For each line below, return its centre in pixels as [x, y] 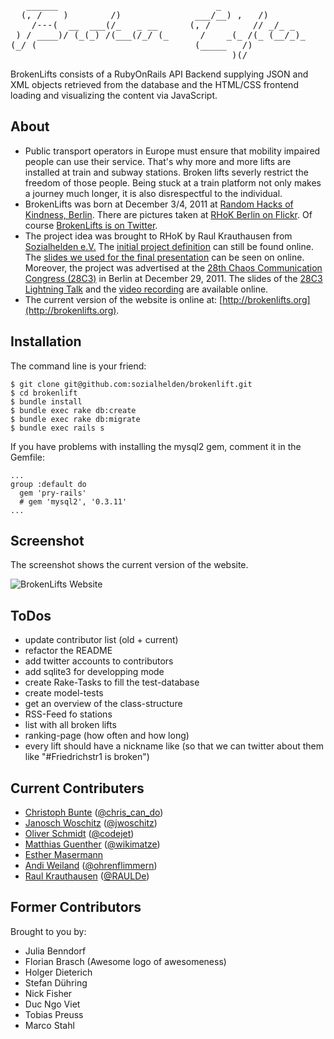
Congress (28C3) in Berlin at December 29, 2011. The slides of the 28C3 [173, 278]
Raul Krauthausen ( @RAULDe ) [87, 876]
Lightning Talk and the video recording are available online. [146, 289]
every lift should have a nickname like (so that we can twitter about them [174, 746]
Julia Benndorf [55, 951]
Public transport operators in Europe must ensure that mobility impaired [172, 151]
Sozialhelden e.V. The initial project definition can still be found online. [169, 246]
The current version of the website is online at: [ [123, 299]
